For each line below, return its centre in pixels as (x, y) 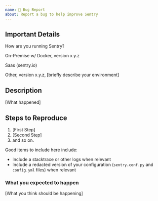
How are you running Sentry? (35, 46)
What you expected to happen (42, 182)
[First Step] (24, 129)
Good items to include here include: (41, 150)
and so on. (23, 140)
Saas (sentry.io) (21, 65)
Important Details (33, 34)
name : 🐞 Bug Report (25, 10)
